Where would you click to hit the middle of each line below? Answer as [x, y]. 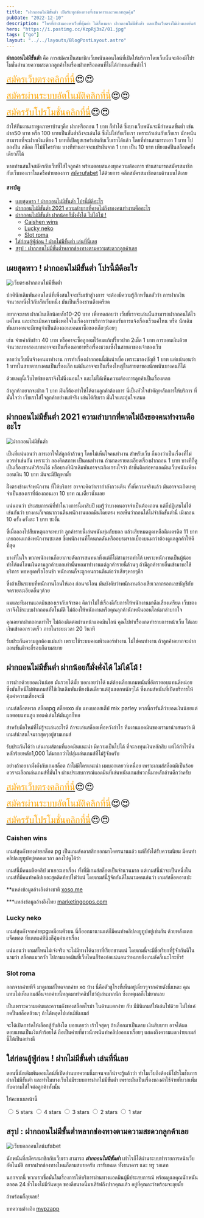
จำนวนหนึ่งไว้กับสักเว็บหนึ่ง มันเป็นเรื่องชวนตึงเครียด [58, 302]
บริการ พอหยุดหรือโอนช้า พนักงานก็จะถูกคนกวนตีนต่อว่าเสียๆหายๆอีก [75, 571]
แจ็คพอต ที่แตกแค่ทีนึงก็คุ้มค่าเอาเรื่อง [43, 938]
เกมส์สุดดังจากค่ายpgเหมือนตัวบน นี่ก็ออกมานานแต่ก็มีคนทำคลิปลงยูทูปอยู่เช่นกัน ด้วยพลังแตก [100, 931]
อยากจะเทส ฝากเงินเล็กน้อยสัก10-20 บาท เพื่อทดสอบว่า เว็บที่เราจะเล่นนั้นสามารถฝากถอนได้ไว [101, 314]
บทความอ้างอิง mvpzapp [33, 1209]
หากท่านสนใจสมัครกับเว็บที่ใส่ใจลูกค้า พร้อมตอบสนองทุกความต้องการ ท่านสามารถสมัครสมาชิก [100, 166]
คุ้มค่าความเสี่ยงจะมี [25, 696]
